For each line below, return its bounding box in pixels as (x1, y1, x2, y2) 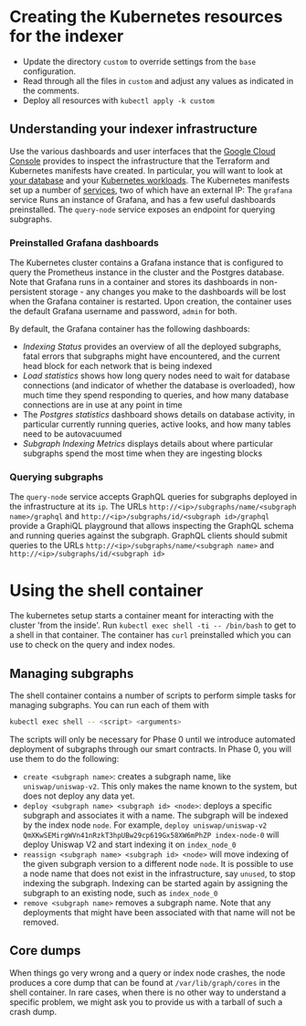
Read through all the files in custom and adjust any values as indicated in (22, 75, 294, 86)
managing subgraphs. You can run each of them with (9, 700, 210, 711)
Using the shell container (9, 580, 204, 600)
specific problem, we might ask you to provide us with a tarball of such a (9, 996, 283, 1007)
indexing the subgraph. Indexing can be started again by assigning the (22, 877, 289, 888)
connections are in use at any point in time (22, 399, 183, 410)
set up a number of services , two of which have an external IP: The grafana (9, 185, 293, 196)
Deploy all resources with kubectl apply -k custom (22, 94, 215, 106)
